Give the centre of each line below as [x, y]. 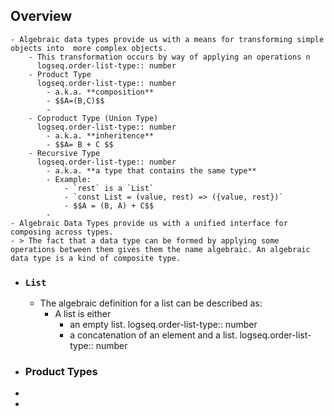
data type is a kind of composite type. [96, 258]
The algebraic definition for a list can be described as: [151, 303]
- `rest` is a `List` [109, 188]
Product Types [61, 372]
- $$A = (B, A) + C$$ [109, 205]
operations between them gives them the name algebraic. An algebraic [160, 249]
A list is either [83, 314]
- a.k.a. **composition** [100, 92]
